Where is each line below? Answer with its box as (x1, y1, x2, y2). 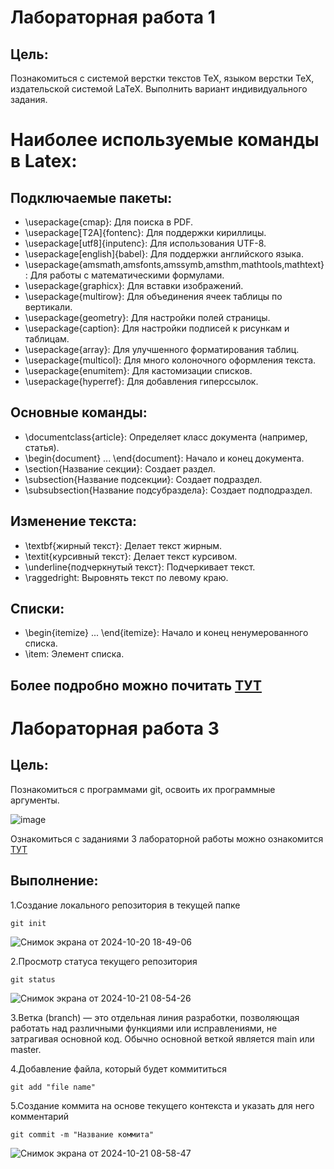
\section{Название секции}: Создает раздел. (24, 462, 216, 475)
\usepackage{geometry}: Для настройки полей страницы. (24, 312, 271, 323)
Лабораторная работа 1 (10, 6, 216, 29)
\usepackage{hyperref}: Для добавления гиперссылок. (24, 376, 259, 387)
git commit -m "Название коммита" (10, 1129, 155, 1140)
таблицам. (24, 333, 70, 345)
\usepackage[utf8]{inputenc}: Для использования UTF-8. (24, 237, 267, 249)
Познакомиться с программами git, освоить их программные (10, 783, 276, 795)
